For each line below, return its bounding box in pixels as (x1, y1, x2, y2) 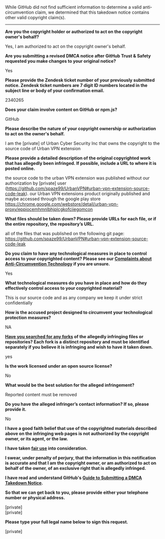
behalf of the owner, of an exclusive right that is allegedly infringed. (5, 465, 146, 471)
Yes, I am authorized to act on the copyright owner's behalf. (5, 44, 126, 49)
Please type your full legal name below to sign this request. (5, 519, 129, 525)
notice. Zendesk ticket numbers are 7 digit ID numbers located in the (5, 82, 148, 88)
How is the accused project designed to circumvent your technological (5, 309, 153, 315)
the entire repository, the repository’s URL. (5, 221, 94, 227)
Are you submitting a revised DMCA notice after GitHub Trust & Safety (5, 53, 151, 58)
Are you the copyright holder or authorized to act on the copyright (5, 29, 143, 34)
